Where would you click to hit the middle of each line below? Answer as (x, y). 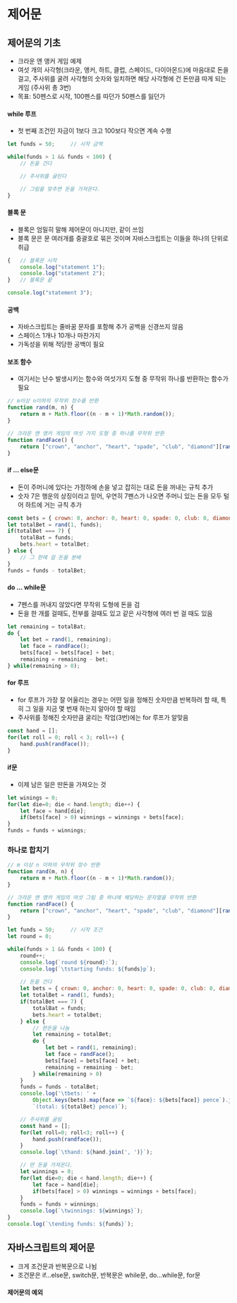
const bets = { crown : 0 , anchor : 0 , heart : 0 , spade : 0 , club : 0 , (109, 518)
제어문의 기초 (34, 43)
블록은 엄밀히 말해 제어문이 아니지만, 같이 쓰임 (81, 229)
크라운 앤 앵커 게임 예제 (50, 61)
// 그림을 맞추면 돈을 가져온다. (60, 189)
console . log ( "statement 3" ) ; (50, 293)
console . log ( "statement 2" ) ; (63, 274)
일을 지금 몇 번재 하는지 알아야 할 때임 (84, 709)
